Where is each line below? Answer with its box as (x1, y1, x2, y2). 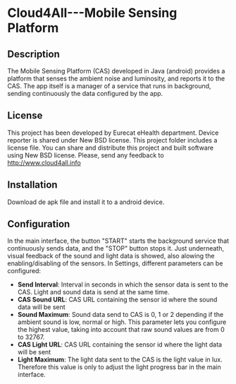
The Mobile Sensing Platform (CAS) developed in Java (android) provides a (7, 67, 225, 75)
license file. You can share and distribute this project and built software (7, 143, 213, 152)
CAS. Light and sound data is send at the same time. (17, 288, 170, 296)
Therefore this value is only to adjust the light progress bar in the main (17, 363, 221, 371)
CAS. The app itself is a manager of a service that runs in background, (7, 82, 211, 90)
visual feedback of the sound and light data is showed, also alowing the (7, 252, 215, 260)
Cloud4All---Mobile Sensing (7, 5, 178, 21)
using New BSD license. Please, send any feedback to (7, 150, 164, 160)
